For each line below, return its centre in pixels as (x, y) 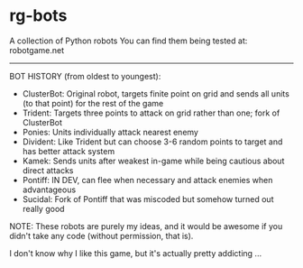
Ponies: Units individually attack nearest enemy (110, 132)
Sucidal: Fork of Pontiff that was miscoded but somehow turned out (148, 199)
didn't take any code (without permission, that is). (101, 236)
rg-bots (38, 16)
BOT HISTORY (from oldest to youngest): (85, 76)
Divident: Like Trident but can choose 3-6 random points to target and (152, 142)
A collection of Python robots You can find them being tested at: (129, 41)
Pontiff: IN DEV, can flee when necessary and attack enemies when (147, 180)
